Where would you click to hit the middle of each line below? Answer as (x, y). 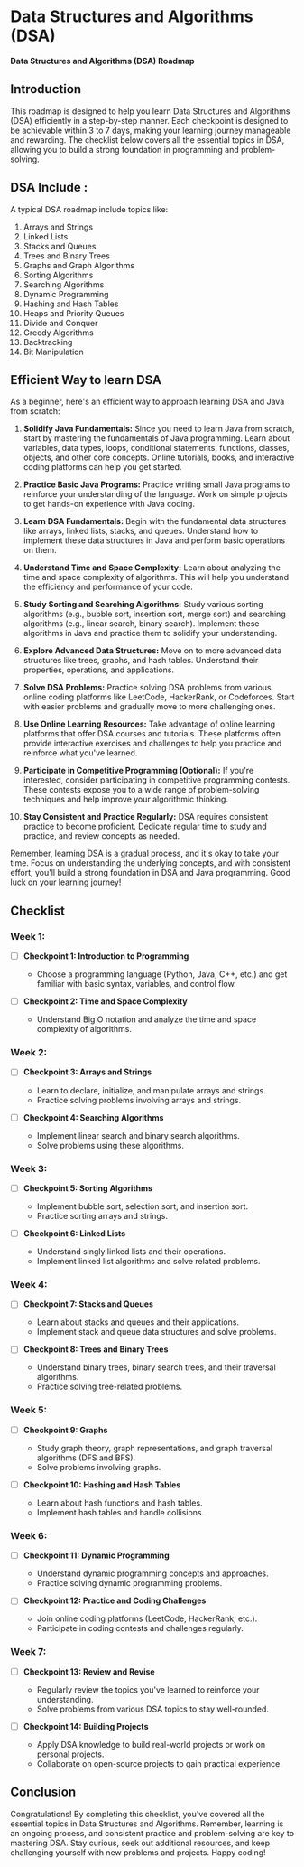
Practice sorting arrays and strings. (102, 1215)
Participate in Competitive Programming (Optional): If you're (138, 771)
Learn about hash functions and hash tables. (120, 1503)
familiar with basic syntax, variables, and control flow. (137, 984)
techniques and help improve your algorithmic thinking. (126, 799)
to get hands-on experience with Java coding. (109, 504)
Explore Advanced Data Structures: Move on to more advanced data (152, 651)
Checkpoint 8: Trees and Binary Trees (96, 1349)
